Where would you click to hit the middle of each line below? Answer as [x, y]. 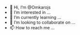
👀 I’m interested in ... [30, 12]
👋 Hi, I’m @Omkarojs [30, 7]
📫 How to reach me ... [32, 28]
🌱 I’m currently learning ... [35, 17]
